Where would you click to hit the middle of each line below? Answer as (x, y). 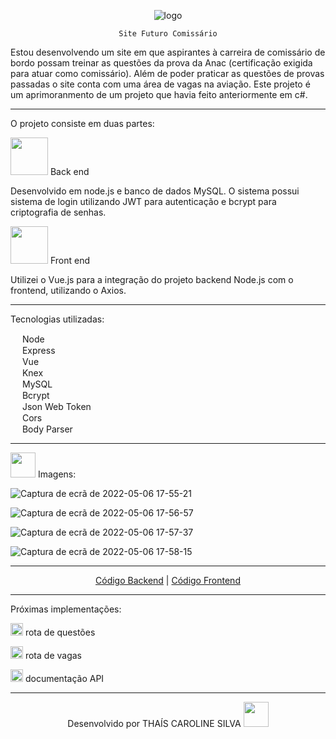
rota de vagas (53, 655)
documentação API (64, 678)
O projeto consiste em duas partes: (82, 123)
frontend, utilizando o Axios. (68, 290)
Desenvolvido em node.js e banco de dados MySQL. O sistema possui (155, 191)
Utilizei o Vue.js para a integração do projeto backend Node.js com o (152, 279)
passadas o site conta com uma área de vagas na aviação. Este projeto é (160, 84)
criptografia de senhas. (58, 212)
